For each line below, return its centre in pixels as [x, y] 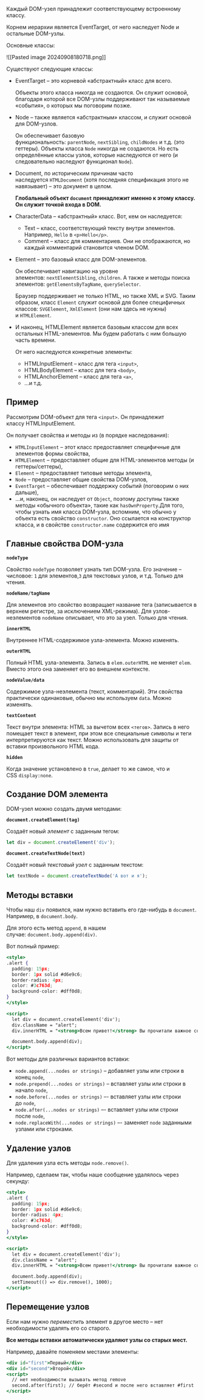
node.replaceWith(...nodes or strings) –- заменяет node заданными [103, 1123]
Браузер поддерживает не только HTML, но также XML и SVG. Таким [105, 296]
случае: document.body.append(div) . [52, 934]
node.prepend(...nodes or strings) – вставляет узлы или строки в [100, 1084]
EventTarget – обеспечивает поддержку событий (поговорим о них [102, 486]
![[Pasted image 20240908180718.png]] [56, 57]
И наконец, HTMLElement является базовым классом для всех [97, 327]
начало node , [31, 1091]
